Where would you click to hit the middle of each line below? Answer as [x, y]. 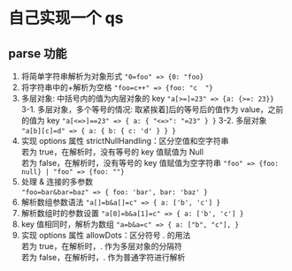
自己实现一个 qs [66, 18]
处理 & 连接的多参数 [57, 181]
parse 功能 [38, 53]
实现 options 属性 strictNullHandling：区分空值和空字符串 [125, 141]
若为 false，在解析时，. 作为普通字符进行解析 [103, 257]
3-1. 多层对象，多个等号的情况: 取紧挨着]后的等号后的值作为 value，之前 [152, 109]
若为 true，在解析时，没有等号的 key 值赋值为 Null [112, 152]
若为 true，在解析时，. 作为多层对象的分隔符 [101, 246]
